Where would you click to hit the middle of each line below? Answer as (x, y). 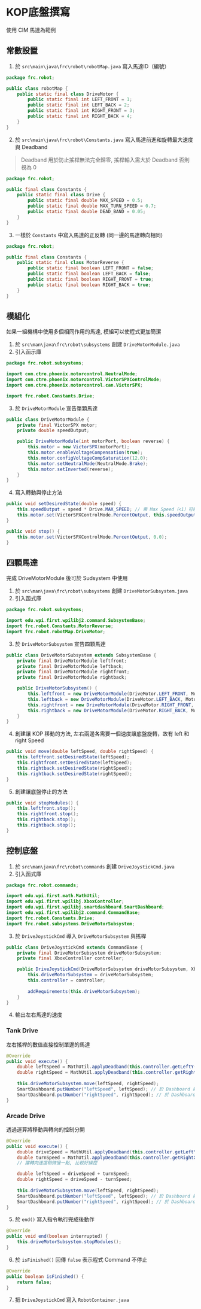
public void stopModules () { (42, 803)
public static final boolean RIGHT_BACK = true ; (89, 285)
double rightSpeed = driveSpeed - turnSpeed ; (75, 1180)
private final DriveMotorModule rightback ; (72, 678)
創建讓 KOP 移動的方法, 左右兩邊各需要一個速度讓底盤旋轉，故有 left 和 (102, 734)
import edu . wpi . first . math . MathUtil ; (53, 896)
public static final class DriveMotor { (68, 94)
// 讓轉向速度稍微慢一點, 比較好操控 (57, 1163)
